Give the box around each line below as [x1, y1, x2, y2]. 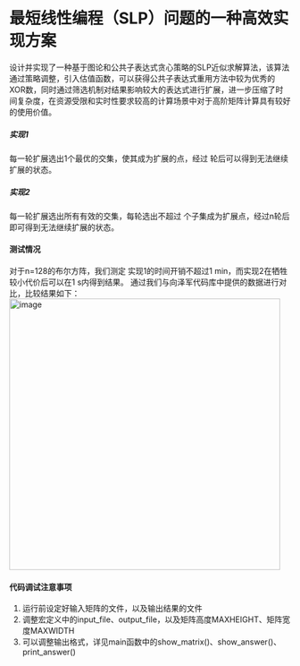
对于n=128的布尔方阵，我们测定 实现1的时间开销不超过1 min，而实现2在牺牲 [9, 266, 288, 277]
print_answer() [21, 646, 76, 658]
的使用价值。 [9, 107, 56, 117]
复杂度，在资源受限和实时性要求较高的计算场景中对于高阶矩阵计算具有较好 [16, 95, 291, 106]
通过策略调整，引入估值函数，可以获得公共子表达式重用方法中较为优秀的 [9, 73, 275, 83]
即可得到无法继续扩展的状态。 [9, 221, 119, 233]
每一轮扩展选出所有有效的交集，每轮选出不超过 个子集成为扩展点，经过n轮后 [9, 210, 290, 221]
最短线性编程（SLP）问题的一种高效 [9, 8, 274, 29]
